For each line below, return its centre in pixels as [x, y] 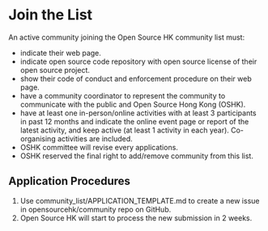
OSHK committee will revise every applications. [99, 147]
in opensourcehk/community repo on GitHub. [96, 209]
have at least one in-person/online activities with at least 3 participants [138, 113]
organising [38, 138]
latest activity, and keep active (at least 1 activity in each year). [124, 130]
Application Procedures [70, 181]
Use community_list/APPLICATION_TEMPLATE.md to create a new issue [140, 200]
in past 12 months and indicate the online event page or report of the [134, 121]
